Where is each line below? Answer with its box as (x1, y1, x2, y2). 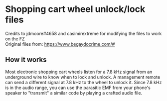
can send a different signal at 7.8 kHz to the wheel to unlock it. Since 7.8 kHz (5, 79, 162, 85)
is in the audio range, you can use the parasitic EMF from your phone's (5, 85, 151, 91)
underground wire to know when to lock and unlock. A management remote (5, 74, 161, 80)
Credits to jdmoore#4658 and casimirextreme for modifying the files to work (5, 30, 162, 36)
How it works (5, 56, 47, 64)
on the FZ (5, 36, 25, 42)
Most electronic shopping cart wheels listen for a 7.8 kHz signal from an (5, 69, 153, 75)
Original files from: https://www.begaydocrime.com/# (5, 41, 115, 47)
